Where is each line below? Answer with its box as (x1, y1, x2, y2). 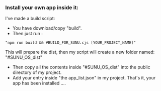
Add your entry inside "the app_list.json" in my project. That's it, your (12, 75, 156, 81)
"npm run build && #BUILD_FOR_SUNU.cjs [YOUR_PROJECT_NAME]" (5, 40, 136, 45)
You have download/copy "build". (12, 25, 82, 31)
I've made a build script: (5, 16, 55, 22)
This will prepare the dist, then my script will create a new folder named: (5, 49, 155, 55)
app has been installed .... (12, 80, 66, 86)
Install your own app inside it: (5, 4, 79, 11)
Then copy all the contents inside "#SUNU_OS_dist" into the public (12, 64, 150, 70)
